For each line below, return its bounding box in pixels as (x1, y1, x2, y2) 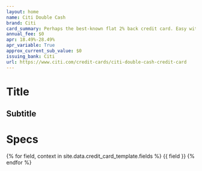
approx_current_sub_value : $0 (6, 48, 82, 54)
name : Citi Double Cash (6, 14, 66, 20)
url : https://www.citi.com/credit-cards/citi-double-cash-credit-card (6, 59, 187, 65)
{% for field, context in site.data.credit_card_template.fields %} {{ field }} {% (6, 152, 195, 160)
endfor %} (6, 159, 32, 166)
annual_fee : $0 (6, 31, 44, 37)
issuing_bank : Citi (6, 53, 55, 59)
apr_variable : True (6, 43, 55, 49)
